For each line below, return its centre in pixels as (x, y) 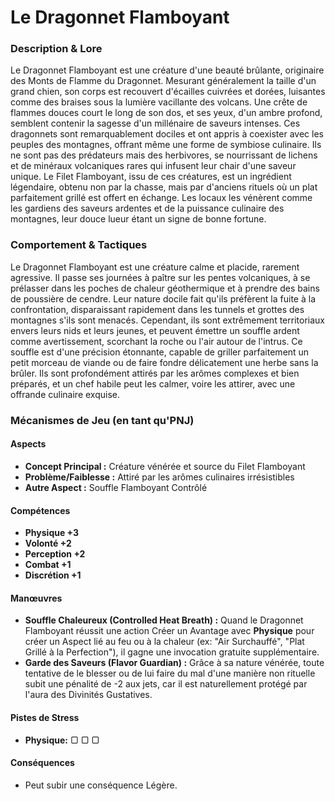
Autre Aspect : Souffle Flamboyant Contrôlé (116, 487)
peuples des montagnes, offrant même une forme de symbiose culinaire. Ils (166, 145)
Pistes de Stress (45, 717)
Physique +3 (52, 533)
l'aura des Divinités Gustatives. (88, 695)
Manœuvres (36, 598)
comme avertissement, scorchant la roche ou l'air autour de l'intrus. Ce (156, 341)
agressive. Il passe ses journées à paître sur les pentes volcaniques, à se (160, 277)
